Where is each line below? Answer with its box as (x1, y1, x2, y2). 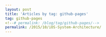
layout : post (5, 7, 32, 12)
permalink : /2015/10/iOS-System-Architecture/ (5, 25, 102, 30)
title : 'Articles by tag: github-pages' (5, 12, 89, 16)
